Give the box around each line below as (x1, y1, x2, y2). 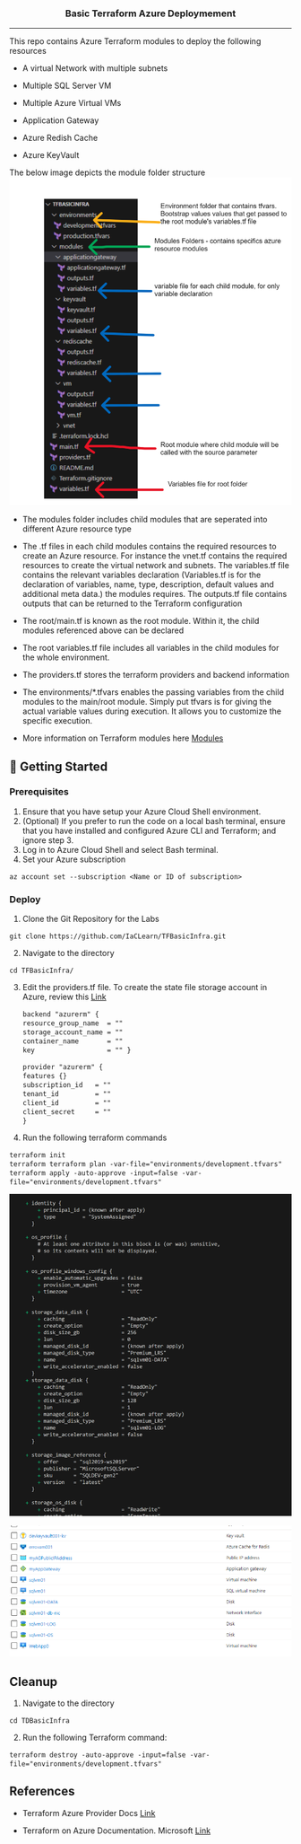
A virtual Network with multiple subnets (21, 63, 168, 74)
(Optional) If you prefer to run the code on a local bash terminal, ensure (21, 815, 286, 826)
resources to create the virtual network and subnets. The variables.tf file (21, 560, 289, 571)
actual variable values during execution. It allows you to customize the (21, 706, 282, 716)
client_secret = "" (21, 1108, 112, 1117)
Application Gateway (21, 115, 99, 126)
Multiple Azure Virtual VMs (21, 98, 122, 109)
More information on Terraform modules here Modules (21, 733, 224, 743)
